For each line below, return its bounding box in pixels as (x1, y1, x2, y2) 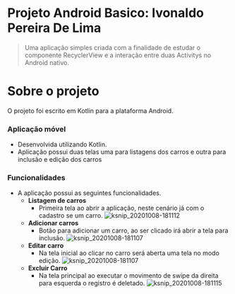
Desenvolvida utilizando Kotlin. (17, 140, 107, 149)
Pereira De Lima (7, 20, 102, 36)
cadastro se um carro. (38, 211, 104, 220)
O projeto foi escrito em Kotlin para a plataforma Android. (7, 106, 174, 114)
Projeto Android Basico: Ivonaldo (7, 5, 205, 21)
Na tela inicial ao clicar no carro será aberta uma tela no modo (38, 249, 220, 257)
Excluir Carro (28, 264, 68, 273)
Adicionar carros (28, 219, 79, 228)
